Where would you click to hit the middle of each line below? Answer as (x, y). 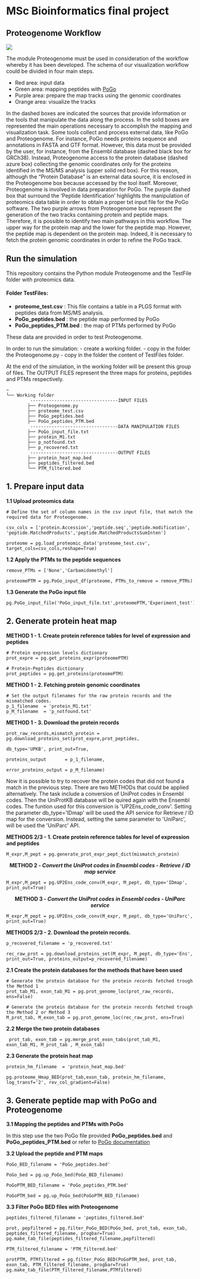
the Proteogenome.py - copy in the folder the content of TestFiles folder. (95, 355)
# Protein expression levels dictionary (57, 653)
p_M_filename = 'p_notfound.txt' (49, 711)
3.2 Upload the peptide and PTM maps (54, 1154)
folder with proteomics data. (41, 279)
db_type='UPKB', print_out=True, (48, 749)
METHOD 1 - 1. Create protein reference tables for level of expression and (98, 635)
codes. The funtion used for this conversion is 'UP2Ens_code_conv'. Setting (99, 806)
